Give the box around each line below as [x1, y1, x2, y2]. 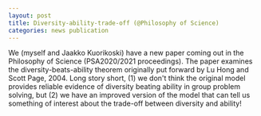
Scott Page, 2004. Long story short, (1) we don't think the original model [8, 73, 246, 83]
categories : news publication [8, 26, 109, 34]
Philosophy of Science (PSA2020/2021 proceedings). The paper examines [8, 56, 253, 66]
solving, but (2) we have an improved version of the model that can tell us [8, 91, 251, 100]
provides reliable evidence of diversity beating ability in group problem [8, 82, 241, 91]
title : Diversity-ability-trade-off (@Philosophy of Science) [8, 19, 219, 27]
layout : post [8, 11, 52, 20]
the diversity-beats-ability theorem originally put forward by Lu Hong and [8, 65, 249, 75]
